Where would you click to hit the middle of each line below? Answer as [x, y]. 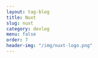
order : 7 [17, 40]
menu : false [21, 34]
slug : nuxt [20, 23]
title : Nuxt [21, 18]
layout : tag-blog [28, 12]
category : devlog [28, 29]
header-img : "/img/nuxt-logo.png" [50, 46]
